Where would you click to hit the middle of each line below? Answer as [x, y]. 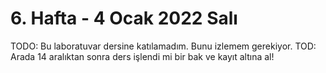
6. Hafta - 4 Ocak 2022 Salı [124, 18]
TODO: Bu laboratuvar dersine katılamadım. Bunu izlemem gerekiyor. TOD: [163, 46]
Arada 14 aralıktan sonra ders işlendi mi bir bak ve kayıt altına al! [142, 56]
